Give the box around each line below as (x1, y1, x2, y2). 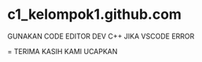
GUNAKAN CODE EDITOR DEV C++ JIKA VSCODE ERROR (7, 31, 195, 41)
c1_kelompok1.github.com (7, 5, 182, 24)
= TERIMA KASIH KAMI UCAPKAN (7, 46, 118, 56)
